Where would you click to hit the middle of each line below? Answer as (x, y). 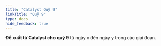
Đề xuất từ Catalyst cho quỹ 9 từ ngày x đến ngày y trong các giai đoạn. (81, 38)
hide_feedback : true (27, 24)
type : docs (17, 19)
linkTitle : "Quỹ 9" (26, 14)
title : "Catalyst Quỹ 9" (31, 10)
